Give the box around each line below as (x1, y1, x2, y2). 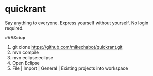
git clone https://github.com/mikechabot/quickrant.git (12, 44, 123, 50)
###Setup (5, 35, 26, 40)
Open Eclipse (12, 60, 40, 66)
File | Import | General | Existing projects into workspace (12, 65, 128, 71)
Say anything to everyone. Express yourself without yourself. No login (5, 20, 149, 26)
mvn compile (12, 49, 39, 55)
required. (5, 25, 24, 31)
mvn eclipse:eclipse (12, 54, 54, 60)
